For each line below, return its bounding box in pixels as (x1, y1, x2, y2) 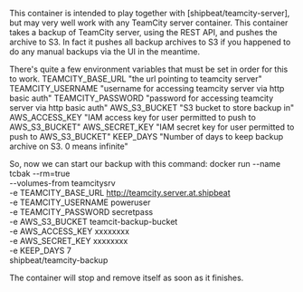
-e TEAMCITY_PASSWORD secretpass (9, 207, 154, 217)
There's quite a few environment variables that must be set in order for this (9, 63, 289, 74)
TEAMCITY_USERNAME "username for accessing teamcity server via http (9, 83, 285, 93)
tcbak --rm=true (9, 168, 71, 179)
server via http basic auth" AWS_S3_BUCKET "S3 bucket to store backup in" (9, 102, 295, 112)
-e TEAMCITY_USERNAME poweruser (9, 197, 151, 208)
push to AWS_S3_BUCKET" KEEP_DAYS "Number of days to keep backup (9, 131, 284, 141)
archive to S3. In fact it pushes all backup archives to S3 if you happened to (9, 36, 291, 47)
